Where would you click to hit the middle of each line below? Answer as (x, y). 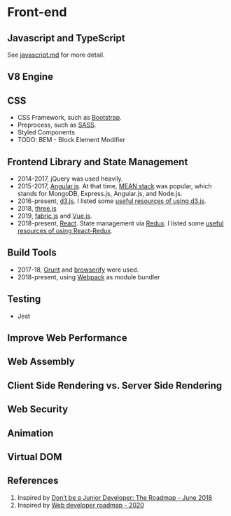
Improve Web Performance (67, 338)
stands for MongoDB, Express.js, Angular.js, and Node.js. (100, 194)
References (33, 481)
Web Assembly (41, 362)
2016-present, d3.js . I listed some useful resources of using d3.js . (112, 201)
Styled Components (46, 132)
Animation (30, 433)
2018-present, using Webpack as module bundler (89, 277)
